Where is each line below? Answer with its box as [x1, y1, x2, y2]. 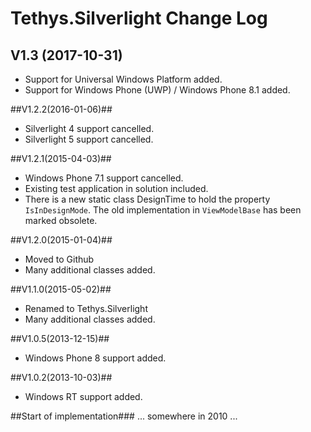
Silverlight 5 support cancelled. [24, 133, 154, 145]
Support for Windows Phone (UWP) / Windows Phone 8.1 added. [24, 84, 291, 96]
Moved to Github [24, 253, 95, 265]
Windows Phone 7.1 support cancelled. [24, 172, 184, 184]
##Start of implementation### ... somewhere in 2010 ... [10, 410, 238, 422]
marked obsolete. [24, 215, 98, 226]
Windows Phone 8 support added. [24, 352, 167, 364]
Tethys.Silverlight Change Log [10, 7, 268, 30]
